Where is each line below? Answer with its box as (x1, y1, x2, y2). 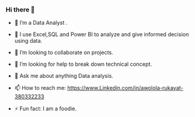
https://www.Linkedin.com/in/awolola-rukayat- (67, 84, 184, 92)
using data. (14, 37, 43, 45)
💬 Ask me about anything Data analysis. (14, 72, 113, 80)
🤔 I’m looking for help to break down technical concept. (14, 60, 152, 68)
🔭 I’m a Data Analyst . (14, 19, 68, 27)
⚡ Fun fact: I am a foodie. (14, 105, 77, 112)
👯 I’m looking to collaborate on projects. (14, 49, 113, 56)
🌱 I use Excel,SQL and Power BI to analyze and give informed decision (14, 31, 190, 38)
